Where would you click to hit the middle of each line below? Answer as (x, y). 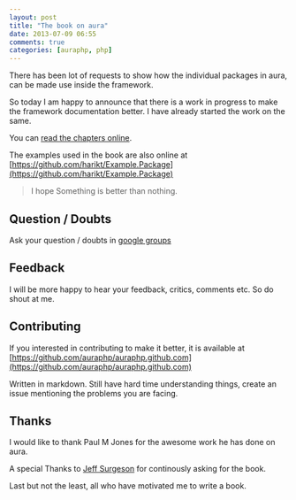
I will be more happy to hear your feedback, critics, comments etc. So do (141, 289)
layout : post (33, 17)
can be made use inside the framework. (81, 85)
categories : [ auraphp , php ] (61, 50)
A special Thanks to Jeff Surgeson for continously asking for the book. (138, 469)
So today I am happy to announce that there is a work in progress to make (144, 102)
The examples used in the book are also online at (99, 155)
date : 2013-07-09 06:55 (53, 34)
